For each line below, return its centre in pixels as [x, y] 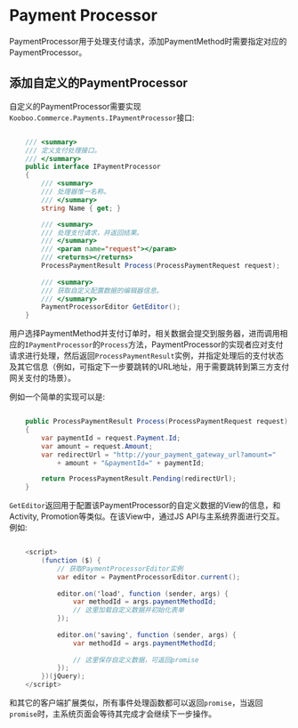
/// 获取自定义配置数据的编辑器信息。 [102, 290]
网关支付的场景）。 [42, 378]
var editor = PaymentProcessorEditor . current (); [149, 577]
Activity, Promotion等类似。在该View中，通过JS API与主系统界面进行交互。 [147, 516]
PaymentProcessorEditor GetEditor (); [111, 307]
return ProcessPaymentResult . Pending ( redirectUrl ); [139, 479]
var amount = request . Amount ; [97, 446]
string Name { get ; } [81, 208]
